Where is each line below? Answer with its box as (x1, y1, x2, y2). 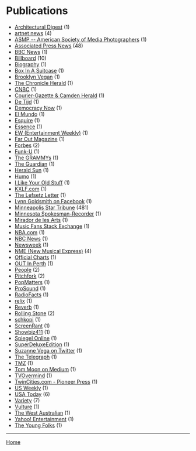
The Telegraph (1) (14, 353, 57, 360)
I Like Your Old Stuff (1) (14, 179, 70, 186)
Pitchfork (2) (14, 272, 45, 279)
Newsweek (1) (14, 241, 49, 248)
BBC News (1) (14, 48, 48, 55)
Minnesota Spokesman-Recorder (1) (14, 210, 101, 217)
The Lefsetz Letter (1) (14, 192, 66, 199)
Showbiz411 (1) (14, 328, 51, 335)
